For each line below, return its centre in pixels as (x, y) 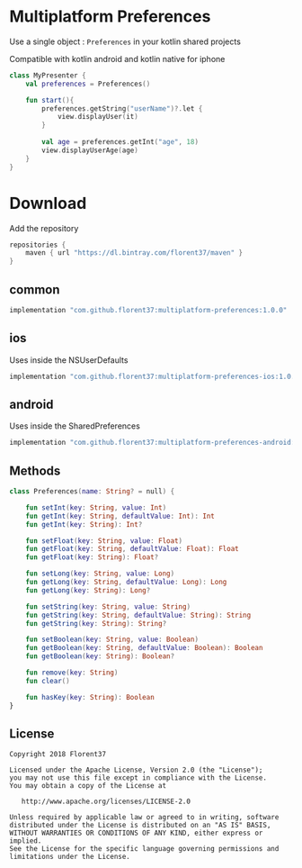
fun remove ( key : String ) (72, 673)
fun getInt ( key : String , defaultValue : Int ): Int (120, 516)
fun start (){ (50, 100)
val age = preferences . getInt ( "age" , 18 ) (120, 142)
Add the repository (44, 228)
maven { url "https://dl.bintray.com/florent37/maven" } (134, 253)
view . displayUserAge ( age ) (90, 150)
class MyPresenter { (48, 75)
